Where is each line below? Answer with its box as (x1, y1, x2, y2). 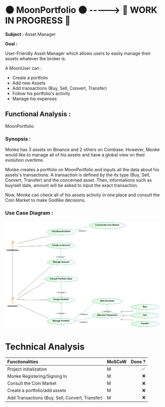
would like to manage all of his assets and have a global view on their (5, 152, 145, 158)
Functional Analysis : (5, 110, 71, 118)
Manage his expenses (12, 96, 57, 102)
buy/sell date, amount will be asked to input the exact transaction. (5, 183, 138, 188)
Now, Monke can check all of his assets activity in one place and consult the (5, 192, 160, 198)
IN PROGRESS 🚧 (5, 15, 71, 26)
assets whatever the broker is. (5, 55, 66, 61)
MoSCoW (106, 359, 127, 365)
